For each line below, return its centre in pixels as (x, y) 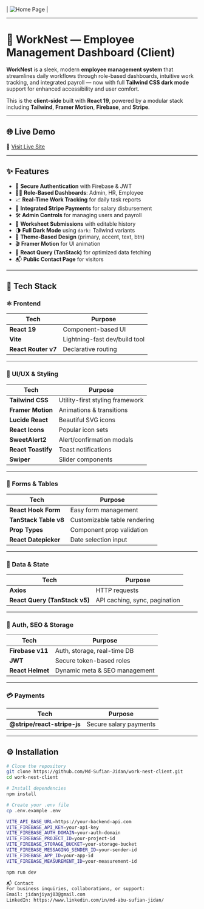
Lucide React (29, 420)
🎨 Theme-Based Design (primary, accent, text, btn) (80, 237)
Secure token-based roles (93, 661)
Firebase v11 (29, 651)
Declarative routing (90, 349)
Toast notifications (85, 449)
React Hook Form (35, 510)
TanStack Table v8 (37, 520)
